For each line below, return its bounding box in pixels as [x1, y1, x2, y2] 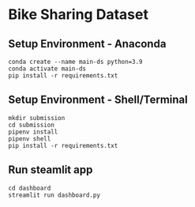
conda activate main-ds [8, 65, 87, 73]
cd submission [8, 121, 55, 129]
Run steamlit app [8, 164, 93, 177]
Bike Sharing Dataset [8, 6, 148, 24]
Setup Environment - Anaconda [8, 37, 167, 51]
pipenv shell [8, 134, 51, 143]
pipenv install [8, 128, 58, 136]
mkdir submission [8, 114, 66, 122]
